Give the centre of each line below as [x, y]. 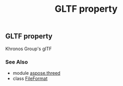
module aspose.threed [36, 73]
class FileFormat [30, 78]
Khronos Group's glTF [29, 49]
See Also [17, 62]
